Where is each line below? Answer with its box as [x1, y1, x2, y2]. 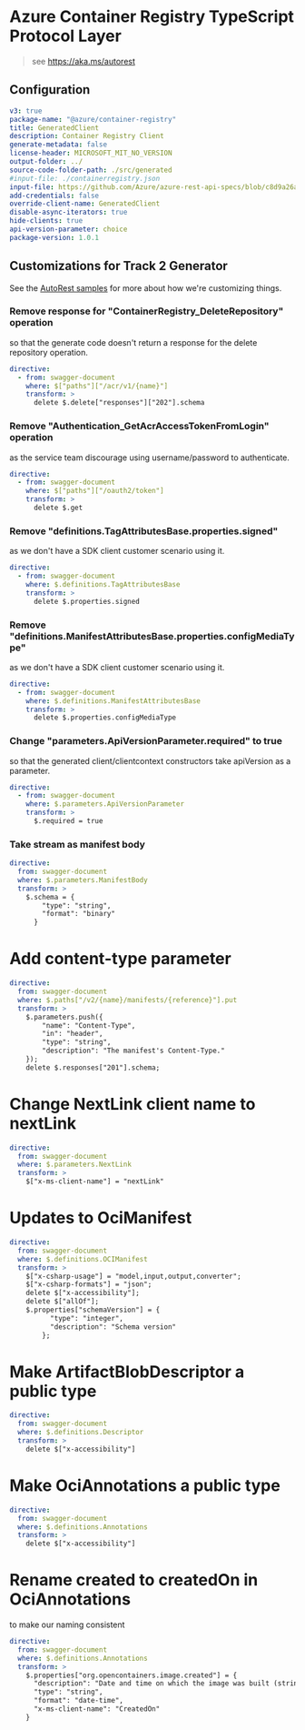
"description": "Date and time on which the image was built [33, 1679, 271, 1688]
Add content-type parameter [9, 949, 231, 970]
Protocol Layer [9, 25, 123, 46]
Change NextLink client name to [9, 1093, 256, 1114]
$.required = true [33, 817, 103, 826]
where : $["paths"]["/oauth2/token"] [25, 487, 165, 496]
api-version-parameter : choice [9, 225, 128, 234]
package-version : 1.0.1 [9, 233, 100, 242]
